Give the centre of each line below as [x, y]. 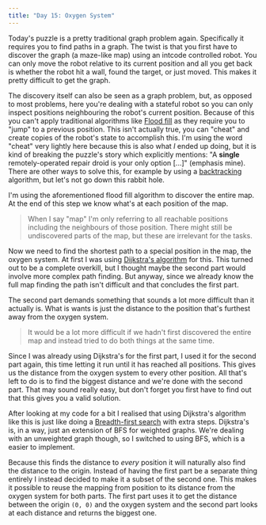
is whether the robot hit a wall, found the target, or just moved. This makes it [133, 71]
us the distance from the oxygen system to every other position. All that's [128, 372]
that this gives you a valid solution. [65, 398]
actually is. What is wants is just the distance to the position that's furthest [129, 308]
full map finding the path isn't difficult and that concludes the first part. [123, 284]
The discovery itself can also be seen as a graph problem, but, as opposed [130, 95]
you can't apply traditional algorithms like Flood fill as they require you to [127, 120]
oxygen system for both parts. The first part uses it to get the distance [123, 496]
